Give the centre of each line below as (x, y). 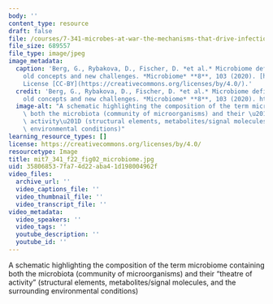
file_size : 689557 (39, 46)
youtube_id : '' (41, 242)
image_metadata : (36, 62)
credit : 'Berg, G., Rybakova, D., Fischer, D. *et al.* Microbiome (132, 91)
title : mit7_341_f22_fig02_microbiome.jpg (81, 159)
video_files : (30, 174)
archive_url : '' (43, 182)
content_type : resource (49, 24)
